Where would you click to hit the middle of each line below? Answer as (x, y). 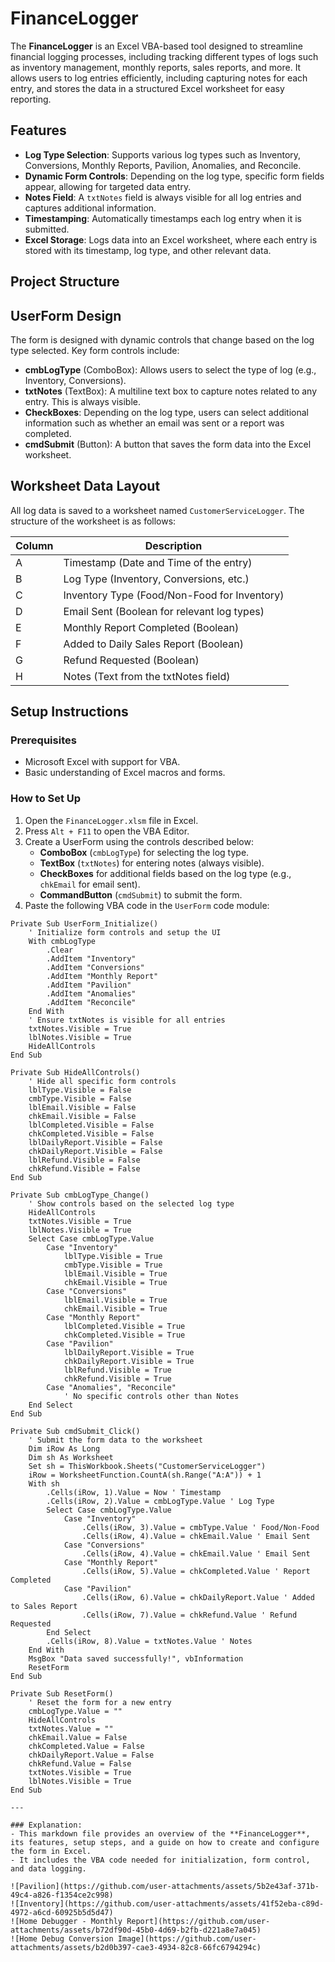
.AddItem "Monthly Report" (102, 976)
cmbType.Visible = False (80, 1098)
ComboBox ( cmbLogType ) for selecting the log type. (144, 852)
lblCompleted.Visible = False (91, 1125)
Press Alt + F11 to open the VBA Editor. (107, 831)
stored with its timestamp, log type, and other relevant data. (148, 250)
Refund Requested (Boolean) (131, 660)
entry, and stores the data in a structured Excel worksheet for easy (147, 88)
